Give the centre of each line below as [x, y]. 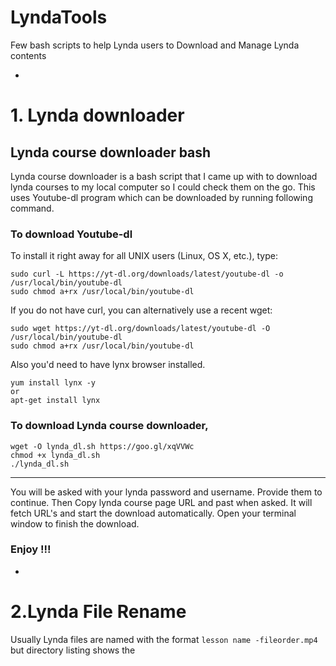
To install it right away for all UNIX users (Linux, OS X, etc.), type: [144, 256]
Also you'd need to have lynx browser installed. [108, 365]
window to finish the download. [75, 523]
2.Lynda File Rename [98, 612]
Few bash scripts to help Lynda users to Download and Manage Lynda [155, 45]
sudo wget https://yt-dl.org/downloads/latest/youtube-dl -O [140, 329]
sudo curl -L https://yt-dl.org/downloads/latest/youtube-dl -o [147, 274]
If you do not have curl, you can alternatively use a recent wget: [141, 310]
